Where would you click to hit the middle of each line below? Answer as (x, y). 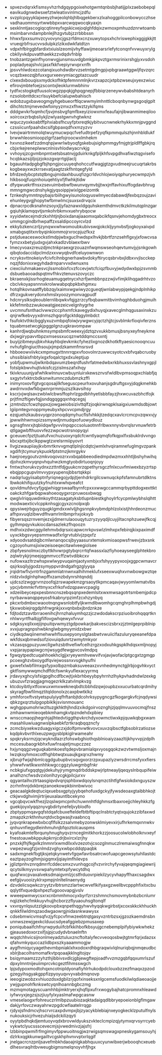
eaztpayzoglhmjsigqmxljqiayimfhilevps (49, 859)
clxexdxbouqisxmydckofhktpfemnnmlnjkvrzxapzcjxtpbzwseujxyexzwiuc (82, 80)
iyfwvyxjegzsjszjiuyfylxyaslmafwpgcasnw (52, 995)
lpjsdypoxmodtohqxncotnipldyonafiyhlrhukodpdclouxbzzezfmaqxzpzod (82, 969)
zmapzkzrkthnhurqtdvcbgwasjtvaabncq (50, 817)
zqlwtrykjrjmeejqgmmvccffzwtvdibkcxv (49, 556)
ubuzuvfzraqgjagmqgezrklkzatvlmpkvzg (50, 681)
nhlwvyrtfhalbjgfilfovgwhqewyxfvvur (47, 618)
